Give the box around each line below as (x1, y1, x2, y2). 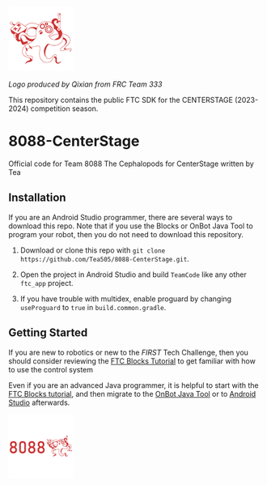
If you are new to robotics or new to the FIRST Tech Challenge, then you (8, 347, 249, 357)
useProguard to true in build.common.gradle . (19, 302, 167, 312)
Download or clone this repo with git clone (19, 245, 166, 255)
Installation (8, 191, 66, 205)
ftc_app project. (19, 278, 74, 287)
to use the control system (8, 364, 94, 374)
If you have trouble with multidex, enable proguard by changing (19, 294, 232, 304)
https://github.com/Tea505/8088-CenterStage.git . (19, 253, 190, 263)
